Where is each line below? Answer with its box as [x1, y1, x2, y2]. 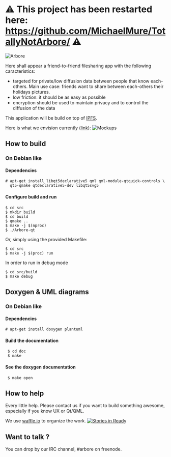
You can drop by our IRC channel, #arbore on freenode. [5, 446, 122, 452]
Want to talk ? [5, 433, 50, 441]
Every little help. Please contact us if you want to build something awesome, [5, 403, 165, 409]
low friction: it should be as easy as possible [12, 94, 106, 100]
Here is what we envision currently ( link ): [5, 125, 91, 131]
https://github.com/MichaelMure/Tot [5, 25, 166, 37]
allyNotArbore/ [5, 36, 70, 48]
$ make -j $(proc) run [5, 250, 53, 255]
